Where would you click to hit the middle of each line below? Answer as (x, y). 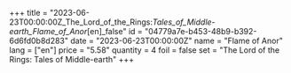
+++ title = (29, 13)
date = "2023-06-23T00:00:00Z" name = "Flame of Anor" (177, 40)
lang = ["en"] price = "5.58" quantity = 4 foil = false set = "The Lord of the (145, 50)
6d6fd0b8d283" (39, 40)
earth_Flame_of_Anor (48, 31)
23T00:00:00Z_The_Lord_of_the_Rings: (81, 22)
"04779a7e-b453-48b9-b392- (201, 31)
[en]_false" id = (115, 31)
